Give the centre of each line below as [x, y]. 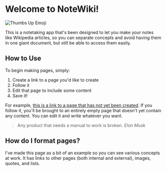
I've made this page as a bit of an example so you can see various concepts [83, 153]
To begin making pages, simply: [38, 70]
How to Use [23, 59]
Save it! [20, 95]
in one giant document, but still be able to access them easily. [68, 43]
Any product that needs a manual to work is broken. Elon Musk [81, 125]
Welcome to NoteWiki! [52, 9]
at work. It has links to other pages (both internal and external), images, [78, 158]
